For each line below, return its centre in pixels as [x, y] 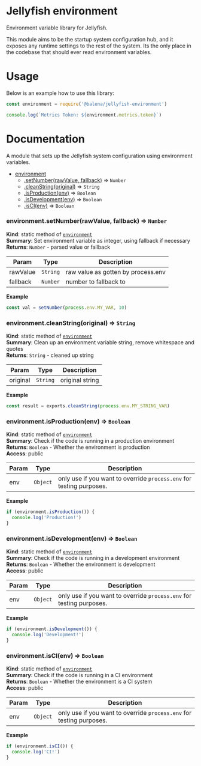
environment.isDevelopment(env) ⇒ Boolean [72, 538]
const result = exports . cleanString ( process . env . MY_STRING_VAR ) [88, 406]
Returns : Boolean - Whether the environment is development [81, 564]
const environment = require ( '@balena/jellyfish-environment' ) [87, 104]
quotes [15, 349]
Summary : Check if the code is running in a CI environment [80, 675]
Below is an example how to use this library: [60, 93]
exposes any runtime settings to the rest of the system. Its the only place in [99, 46]
